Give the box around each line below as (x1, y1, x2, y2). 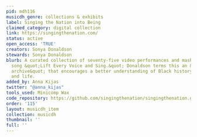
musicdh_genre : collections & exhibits (6, 14, 104, 20)
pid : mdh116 (6, 8, 35, 15)
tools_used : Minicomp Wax (6, 90, 69, 96)
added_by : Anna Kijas (6, 79, 59, 85)
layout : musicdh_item (6, 106, 59, 112)
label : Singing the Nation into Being (6, 19, 101, 25)
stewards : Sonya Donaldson (6, 52, 72, 58)
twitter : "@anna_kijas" (6, 85, 64, 90)
